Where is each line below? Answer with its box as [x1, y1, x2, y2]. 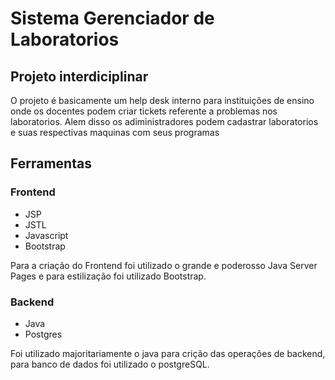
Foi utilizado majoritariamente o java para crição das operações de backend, [10, 347, 326, 359]
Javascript [24, 229, 69, 241]
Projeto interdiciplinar [10, 68, 149, 85]
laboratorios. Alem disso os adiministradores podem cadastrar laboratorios [10, 116, 319, 127]
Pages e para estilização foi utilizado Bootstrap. [10, 270, 207, 282]
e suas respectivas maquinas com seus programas [10, 127, 220, 138]
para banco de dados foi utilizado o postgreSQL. [10, 358, 210, 370]
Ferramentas [10, 155, 92, 172]
